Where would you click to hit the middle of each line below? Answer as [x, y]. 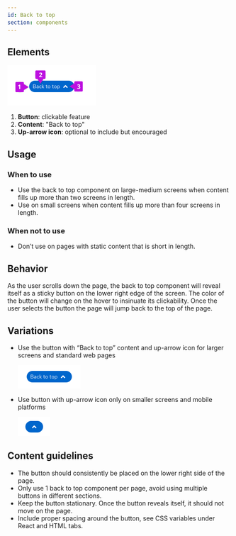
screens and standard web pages [66, 355]
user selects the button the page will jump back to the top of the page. [110, 308]
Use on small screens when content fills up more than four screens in [119, 205]
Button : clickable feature [54, 117]
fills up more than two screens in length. [76, 197]
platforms [32, 407]
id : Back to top [31, 15]
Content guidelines [50, 456]
